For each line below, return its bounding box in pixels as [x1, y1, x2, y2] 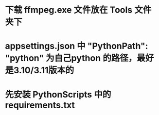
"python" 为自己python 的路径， [5, 53, 137, 64]
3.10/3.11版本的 [14, 65, 74, 76]
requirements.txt [5, 99, 75, 111]
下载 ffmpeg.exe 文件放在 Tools [5, 4, 133, 16]
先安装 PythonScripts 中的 [5, 89, 111, 100]
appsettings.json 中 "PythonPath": [5, 41, 148, 51]
